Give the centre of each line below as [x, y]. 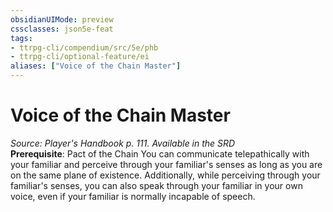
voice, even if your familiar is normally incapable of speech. [133, 196]
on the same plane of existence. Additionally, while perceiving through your [165, 175]
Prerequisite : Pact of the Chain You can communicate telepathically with [160, 153]
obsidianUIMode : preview [62, 19]
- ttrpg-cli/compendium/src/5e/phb [84, 47]
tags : [21, 38]
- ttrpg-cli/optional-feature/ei [80, 57]
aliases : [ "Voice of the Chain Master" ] [96, 66]
